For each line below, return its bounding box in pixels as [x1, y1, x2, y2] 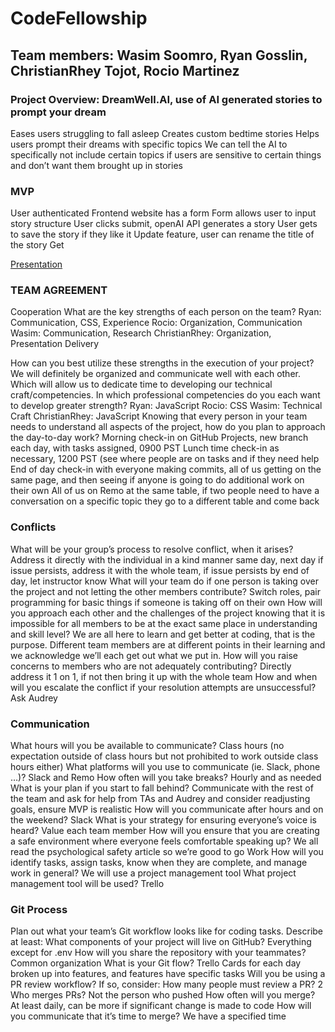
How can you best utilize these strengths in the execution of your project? [10, 357, 315, 369]
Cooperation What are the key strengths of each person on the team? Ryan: [10, 306, 322, 318]
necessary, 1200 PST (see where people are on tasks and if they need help [10, 453, 320, 465]
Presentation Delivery [10, 338, 100, 350]
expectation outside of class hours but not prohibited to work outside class [10, 750, 319, 762]
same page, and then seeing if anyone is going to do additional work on [10, 474, 305, 486]
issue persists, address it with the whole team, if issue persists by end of [10, 564, 310, 576]
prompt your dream [10, 105, 107, 119]
